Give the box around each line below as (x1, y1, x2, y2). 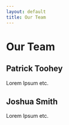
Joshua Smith (6, 96, 58, 107)
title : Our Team (6, 14, 46, 20)
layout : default (6, 8, 46, 15)
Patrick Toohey (6, 64, 63, 74)
